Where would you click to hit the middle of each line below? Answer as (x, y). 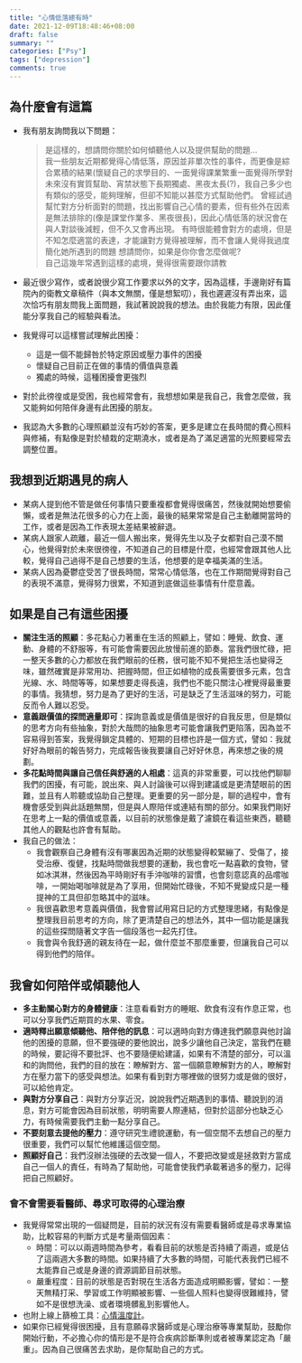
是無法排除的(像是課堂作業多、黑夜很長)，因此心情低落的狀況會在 (166, 217)
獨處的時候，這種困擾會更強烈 (91, 377)
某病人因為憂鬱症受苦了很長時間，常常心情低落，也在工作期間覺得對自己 (156, 571)
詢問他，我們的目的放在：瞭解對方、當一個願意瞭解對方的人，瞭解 (161, 1065)
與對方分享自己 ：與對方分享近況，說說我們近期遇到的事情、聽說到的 (149, 1099)
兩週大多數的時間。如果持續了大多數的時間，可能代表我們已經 (166, 1259)
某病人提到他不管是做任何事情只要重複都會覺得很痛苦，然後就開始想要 (153, 503)
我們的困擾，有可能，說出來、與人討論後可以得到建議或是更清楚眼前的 (153, 785)
